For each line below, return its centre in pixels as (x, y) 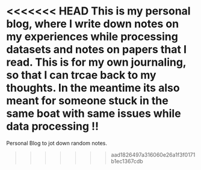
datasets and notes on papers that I (97, 50)
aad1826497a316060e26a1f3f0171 (153, 154)
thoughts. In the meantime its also (93, 88)
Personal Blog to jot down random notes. (57, 143)
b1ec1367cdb (127, 161)
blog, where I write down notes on (93, 24)
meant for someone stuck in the (87, 101)
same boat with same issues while (94, 114)
